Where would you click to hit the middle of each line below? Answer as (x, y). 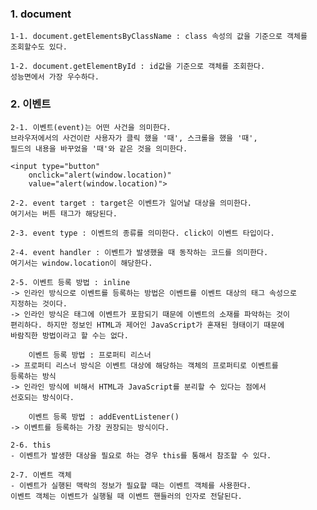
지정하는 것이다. (39, 303)
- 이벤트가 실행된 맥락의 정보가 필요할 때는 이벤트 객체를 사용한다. (131, 485)
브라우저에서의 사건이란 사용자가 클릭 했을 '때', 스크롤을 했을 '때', (134, 138)
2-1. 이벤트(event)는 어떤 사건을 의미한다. (91, 127)
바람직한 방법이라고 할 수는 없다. (69, 335)
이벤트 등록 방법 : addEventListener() (104, 417)
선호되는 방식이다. (42, 397)
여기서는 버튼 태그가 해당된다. (64, 213)
